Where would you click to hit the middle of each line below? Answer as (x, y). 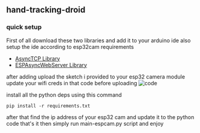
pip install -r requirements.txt (48, 106)
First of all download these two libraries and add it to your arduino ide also (98, 40)
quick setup (24, 27)
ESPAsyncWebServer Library (51, 65)
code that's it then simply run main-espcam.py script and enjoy (85, 123)
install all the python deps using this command (64, 95)
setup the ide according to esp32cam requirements (70, 47)
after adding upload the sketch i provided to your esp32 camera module (96, 76)
